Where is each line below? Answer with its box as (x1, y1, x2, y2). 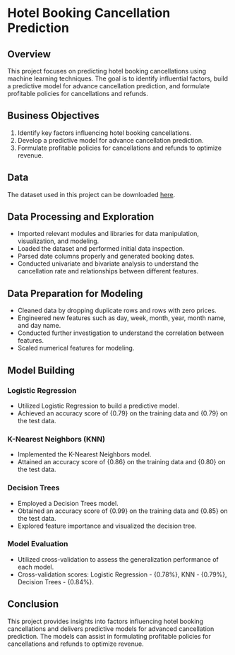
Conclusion (7, 598, 59, 610)
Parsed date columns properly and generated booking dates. (17, 252, 195, 261)
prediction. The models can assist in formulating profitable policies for (7, 632, 212, 640)
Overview (7, 48, 52, 60)
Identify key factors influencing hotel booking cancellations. (17, 129, 192, 137)
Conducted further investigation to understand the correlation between (17, 329, 224, 337)
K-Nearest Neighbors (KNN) (7, 434, 106, 444)
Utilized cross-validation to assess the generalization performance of (17, 555, 219, 563)
